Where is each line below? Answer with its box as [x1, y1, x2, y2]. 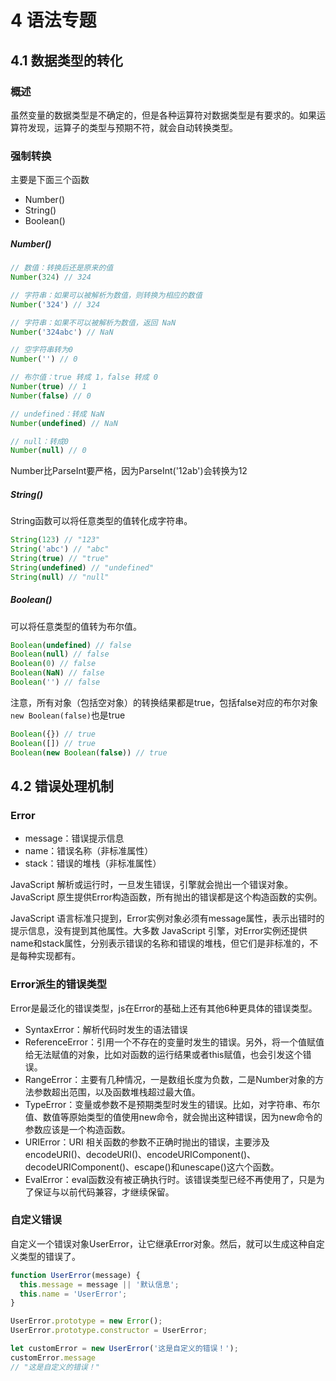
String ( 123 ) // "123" [10, 535, 101, 545]
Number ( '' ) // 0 [10, 354, 78, 365]
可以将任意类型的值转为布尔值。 [10, 620, 142, 632]
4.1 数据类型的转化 [10, 52, 123, 69]
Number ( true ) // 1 [10, 382, 87, 392]
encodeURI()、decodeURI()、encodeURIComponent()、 [24, 1148, 257, 1160]
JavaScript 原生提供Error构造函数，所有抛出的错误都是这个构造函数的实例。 [10, 891, 323, 903]
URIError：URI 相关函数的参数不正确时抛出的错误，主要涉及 [24, 1136, 270, 1148]
